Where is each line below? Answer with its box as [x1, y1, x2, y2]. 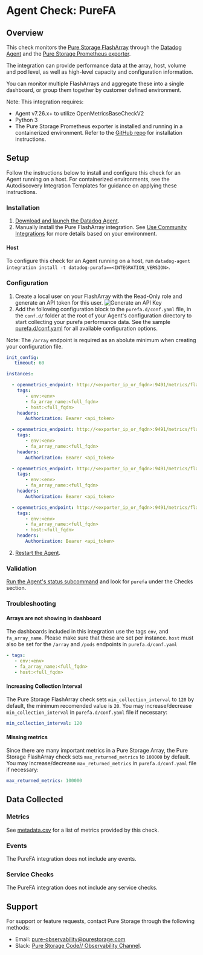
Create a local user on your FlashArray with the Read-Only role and [14, 293, 182, 300]
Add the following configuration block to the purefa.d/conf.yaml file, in [14, 305, 192, 312]
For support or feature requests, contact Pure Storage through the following [6, 918, 195, 925]
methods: [6, 924, 30, 931]
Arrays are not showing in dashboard [6, 614, 101, 621]
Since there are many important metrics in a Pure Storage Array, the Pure [6, 747, 188, 754]
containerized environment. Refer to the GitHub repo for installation [14, 129, 183, 136]
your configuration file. [6, 343, 63, 350]
